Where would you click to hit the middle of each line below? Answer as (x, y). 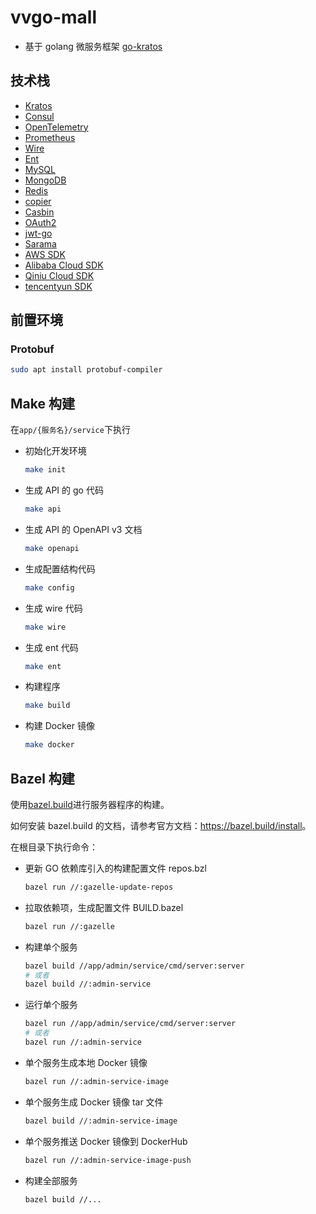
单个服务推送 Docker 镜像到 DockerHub (106, 1141)
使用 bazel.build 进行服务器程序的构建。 (90, 804)
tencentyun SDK (58, 286)
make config (49, 587)
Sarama (40, 243)
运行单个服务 (51, 1005)
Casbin (39, 212)
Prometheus (50, 137)
